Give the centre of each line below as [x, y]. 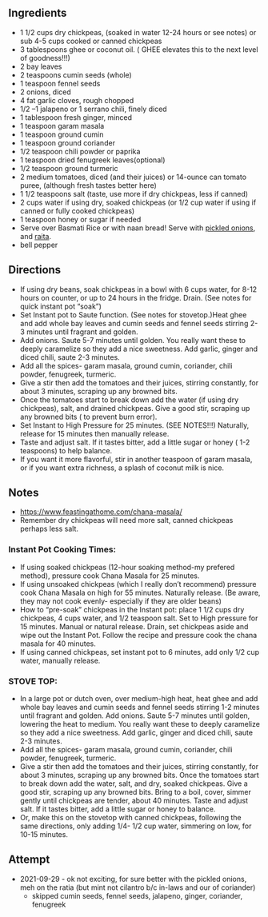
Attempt [29, 860]
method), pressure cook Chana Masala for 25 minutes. [110, 576]
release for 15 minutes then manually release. [94, 433]
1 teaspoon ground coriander [68, 142]
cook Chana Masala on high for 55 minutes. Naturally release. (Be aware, [140, 592]
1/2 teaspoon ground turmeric [69, 168]
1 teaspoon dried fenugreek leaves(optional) [92, 160]
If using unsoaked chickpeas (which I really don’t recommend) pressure [138, 584]
